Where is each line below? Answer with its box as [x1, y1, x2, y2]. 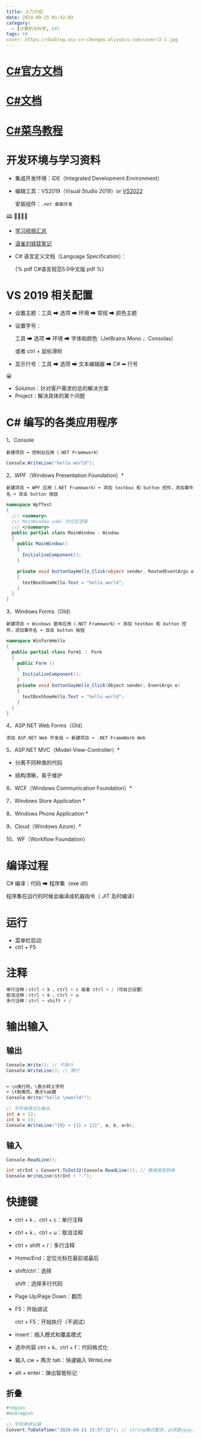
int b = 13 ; [6, 1117, 36, 1123]
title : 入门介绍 [6, 8, 43, 15]
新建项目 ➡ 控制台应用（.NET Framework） [6, 449, 101, 456]
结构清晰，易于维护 [14, 772, 63, 779]
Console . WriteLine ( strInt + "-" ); [6, 1173, 93, 1179]
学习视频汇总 [14, 227, 47, 234]
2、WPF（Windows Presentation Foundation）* [6, 472, 124, 479]
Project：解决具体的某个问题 [14, 392, 86, 400]
